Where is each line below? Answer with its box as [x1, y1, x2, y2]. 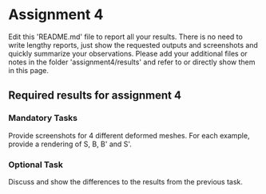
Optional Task [8, 159, 64, 170]
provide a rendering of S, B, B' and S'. [8, 139, 132, 149]
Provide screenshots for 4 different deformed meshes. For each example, [8, 130, 250, 140]
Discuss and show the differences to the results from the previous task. [8, 177, 244, 186]
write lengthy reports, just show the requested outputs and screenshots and [8, 40, 258, 49]
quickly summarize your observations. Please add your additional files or [8, 48, 248, 58]
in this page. [8, 65, 50, 75]
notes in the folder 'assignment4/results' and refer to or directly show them [8, 57, 256, 67]
